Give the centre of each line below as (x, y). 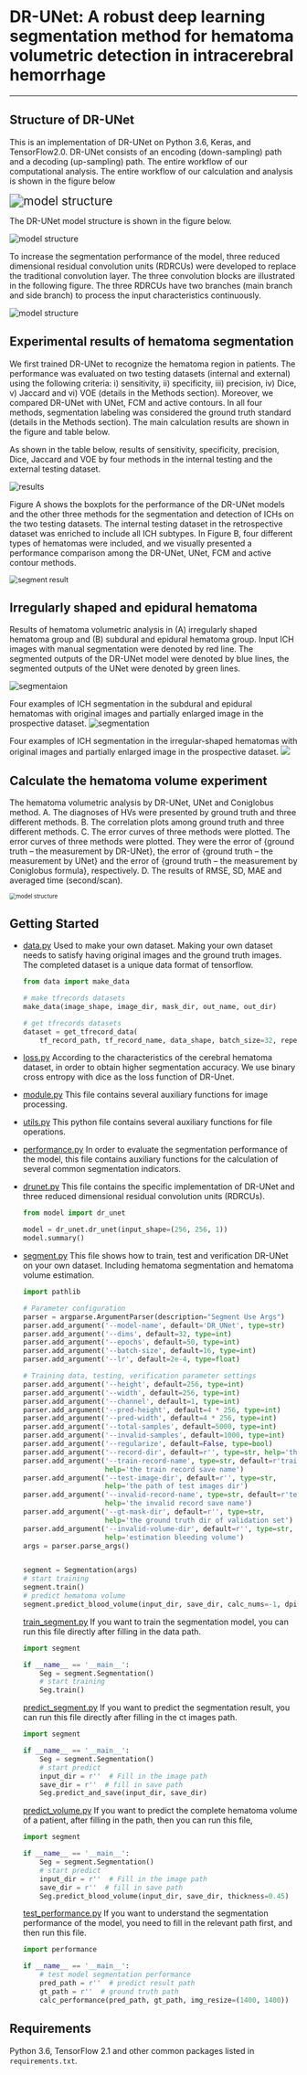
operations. (44, 1132)
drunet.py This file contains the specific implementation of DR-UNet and (159, 1186)
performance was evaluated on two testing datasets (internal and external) (150, 373)
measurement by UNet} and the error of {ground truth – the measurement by (154, 861)
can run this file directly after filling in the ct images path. (130, 1718)
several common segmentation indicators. (101, 1169)
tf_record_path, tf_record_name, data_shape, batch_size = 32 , (158, 1040)
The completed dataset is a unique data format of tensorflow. (138, 965)
